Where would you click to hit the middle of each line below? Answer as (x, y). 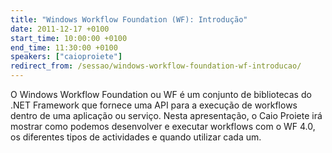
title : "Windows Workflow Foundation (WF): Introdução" (129, 19)
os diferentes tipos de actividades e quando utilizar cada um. (136, 137)
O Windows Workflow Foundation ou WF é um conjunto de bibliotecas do (161, 94)
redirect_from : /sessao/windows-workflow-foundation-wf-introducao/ (156, 66)
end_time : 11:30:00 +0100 (64, 47)
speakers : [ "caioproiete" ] (66, 57)
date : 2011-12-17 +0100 (60, 29)
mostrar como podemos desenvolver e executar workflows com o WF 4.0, (163, 126)
